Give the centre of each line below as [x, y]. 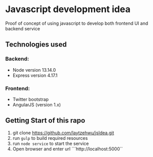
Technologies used [36, 45]
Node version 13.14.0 [34, 70]
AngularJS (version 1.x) [37, 104]
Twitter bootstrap [31, 99]
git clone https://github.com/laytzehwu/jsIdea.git [63, 133]
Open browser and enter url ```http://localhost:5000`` [68, 149]
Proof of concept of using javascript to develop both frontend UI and [77, 23]
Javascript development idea [68, 9]
